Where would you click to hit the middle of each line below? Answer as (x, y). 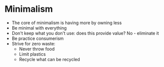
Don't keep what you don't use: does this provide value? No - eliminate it (85, 33)
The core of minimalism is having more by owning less (67, 23)
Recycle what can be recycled (50, 59)
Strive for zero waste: (33, 43)
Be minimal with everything (39, 28)
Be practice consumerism (38, 38)
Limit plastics (32, 54)
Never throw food (37, 49)
